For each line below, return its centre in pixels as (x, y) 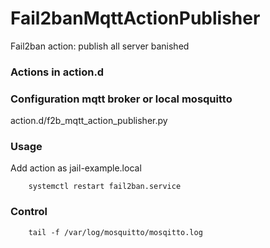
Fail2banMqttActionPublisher (135, 18)
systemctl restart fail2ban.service (105, 187)
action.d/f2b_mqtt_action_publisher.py (89, 121)
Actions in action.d (57, 72)
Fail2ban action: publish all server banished (100, 46)
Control (29, 212)
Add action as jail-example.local (76, 168)
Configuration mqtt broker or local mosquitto (121, 99)
